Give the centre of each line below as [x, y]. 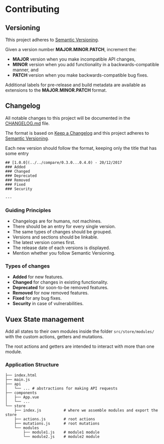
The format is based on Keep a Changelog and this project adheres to [77, 133]
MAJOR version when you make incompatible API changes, [74, 59]
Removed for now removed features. [50, 293]
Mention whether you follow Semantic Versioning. [64, 253]
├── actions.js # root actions [55, 419]
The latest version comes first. [44, 243]
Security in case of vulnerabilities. [48, 304]
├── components [21, 393]
